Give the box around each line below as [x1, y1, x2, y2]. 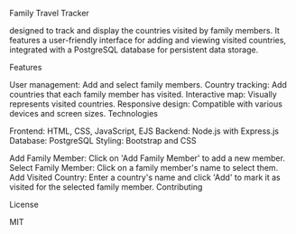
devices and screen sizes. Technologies [9, 108, 158, 118]
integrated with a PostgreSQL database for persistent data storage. [9, 44, 259, 55]
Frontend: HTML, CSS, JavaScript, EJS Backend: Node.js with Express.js [9, 126, 280, 136]
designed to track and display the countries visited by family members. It [9, 25, 280, 35]
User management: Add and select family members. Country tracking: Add [9, 80, 287, 89]
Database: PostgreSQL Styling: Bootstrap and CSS [9, 136, 197, 145]
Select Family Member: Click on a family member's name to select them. [9, 163, 279, 173]
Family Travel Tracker [9, 8, 90, 18]
